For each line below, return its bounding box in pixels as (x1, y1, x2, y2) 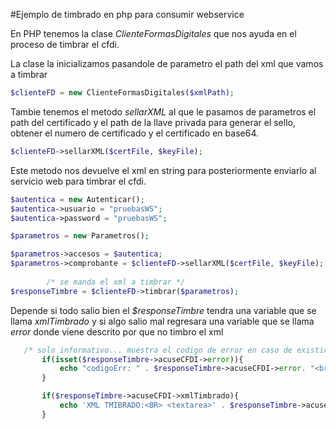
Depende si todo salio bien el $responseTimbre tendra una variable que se (10, 304, 317, 316)
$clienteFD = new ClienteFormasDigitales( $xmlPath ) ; (10, 88, 235, 98)
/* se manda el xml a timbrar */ (46, 277, 186, 287)
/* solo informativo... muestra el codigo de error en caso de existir (23, 345, 329, 355)
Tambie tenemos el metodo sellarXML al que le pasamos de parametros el (10, 105, 317, 118)
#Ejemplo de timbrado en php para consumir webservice (10, 9, 245, 20)
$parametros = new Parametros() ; (10, 231, 150, 241)
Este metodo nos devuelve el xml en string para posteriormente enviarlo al (10, 164, 317, 176)
